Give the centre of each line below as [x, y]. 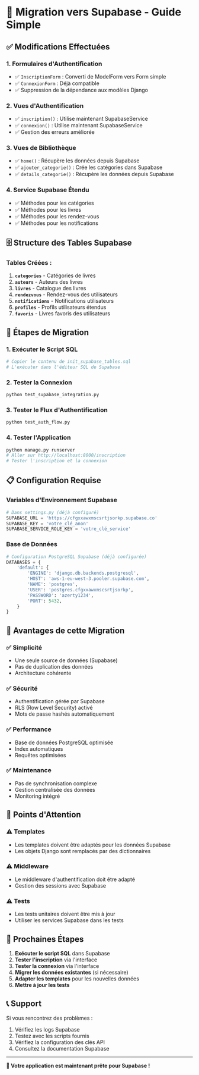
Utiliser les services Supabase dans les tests [69, 920]
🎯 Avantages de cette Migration [65, 630]
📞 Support [24, 1004]
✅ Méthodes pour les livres [48, 209]
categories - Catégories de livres [55, 275]
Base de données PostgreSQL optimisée [64, 742]
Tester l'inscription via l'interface [56, 960]
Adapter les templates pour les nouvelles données [77, 979]
